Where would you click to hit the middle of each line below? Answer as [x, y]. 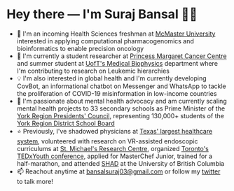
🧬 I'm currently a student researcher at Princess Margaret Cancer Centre [122, 56]
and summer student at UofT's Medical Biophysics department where [117, 63]
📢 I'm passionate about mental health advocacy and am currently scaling [122, 101]
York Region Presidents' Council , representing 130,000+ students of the [121, 115]
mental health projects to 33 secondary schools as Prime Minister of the [121, 108]
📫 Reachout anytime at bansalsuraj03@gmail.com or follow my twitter [118, 171]
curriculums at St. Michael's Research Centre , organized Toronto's [113, 148]
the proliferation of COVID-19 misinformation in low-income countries [117, 93]
